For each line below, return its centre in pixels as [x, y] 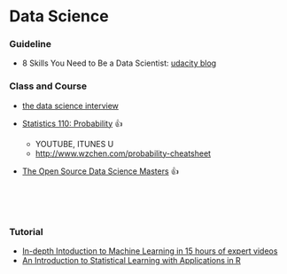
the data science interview [70, 106]
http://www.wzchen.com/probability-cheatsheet [123, 153]
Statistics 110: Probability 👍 [72, 123]
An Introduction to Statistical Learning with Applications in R [131, 261]
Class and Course [48, 86]
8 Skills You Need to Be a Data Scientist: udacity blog [119, 63]
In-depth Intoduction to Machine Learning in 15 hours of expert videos [150, 251]
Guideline [30, 44]
